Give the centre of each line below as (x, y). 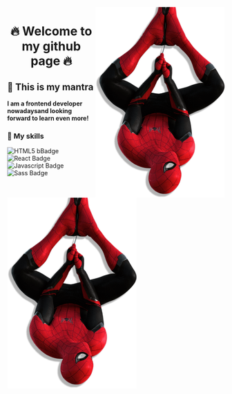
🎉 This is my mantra (50, 87)
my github (51, 47)
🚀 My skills (26, 136)
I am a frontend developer (45, 104)
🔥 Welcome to (51, 31)
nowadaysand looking (40, 111)
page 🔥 (51, 61)
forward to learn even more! (48, 118)
